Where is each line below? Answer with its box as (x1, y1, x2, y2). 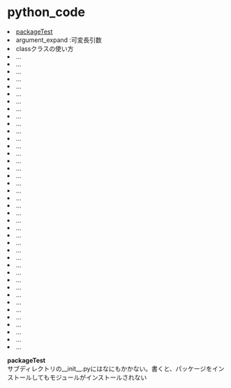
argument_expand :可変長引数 (16, 36, 103, 44)
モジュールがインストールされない (49, 373, 147, 382)
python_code (7, 4, 86, 20)
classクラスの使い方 (16, 44, 74, 53)
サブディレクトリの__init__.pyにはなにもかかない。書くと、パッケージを (7, 364, 213, 373)
